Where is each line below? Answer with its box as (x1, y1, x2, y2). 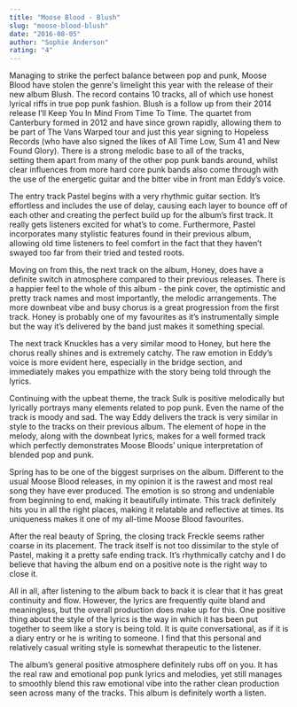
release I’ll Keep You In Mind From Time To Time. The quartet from (9, 108, 252, 119)
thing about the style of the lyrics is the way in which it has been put (9, 614, 259, 625)
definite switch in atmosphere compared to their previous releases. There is (9, 274, 285, 284)
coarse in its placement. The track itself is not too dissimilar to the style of (9, 540, 279, 551)
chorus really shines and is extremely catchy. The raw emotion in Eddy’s (9, 347, 273, 359)
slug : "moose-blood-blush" (9, 21, 109, 30)
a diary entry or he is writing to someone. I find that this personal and (9, 633, 262, 643)
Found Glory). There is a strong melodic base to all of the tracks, (9, 145, 245, 156)
